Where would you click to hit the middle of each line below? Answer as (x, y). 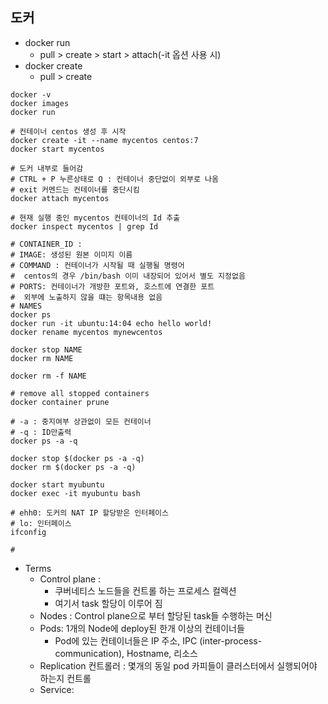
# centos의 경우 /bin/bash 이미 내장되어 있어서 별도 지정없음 (128, 276)
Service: (57, 689)
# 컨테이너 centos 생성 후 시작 (68, 131)
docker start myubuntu (57, 484)
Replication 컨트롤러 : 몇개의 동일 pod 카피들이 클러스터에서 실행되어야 (178, 665)
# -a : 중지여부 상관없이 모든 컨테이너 (81, 421)
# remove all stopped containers (80, 393)
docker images (40, 103)
